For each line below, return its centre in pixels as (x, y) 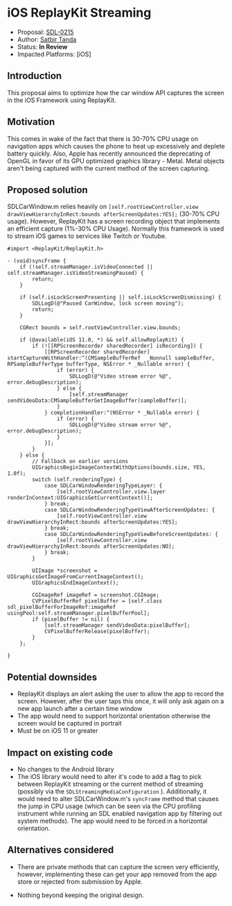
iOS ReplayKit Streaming (79, 13)
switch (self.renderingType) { (77, 480)
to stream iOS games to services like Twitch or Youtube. (87, 236)
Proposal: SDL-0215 (45, 32)
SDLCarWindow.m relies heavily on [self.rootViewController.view (103, 207)
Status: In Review (42, 47)
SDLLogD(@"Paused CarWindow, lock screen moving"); (108, 303)
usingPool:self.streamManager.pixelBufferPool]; (79, 613)
